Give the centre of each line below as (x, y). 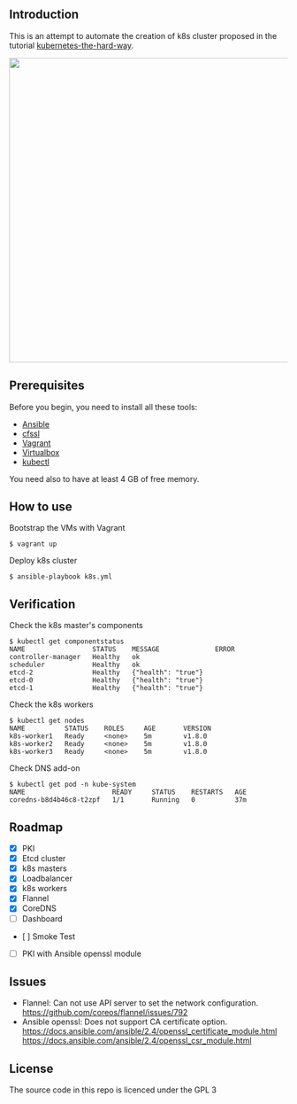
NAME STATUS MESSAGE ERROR (122, 649)
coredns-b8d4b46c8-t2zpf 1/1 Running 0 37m (128, 800)
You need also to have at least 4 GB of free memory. (104, 478)
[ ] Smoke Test (49, 936)
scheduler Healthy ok (75, 665)
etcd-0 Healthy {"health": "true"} (106, 680)
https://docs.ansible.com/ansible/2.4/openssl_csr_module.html (137, 1041)
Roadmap (36, 827)
